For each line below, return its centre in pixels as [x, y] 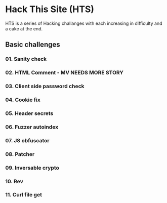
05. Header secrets [29, 113]
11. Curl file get [24, 195]
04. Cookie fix [23, 100]
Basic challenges [33, 45]
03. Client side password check [45, 86]
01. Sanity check [26, 59]
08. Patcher [20, 154]
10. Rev [14, 181]
